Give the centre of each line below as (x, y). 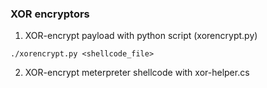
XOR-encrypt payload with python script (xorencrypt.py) (141, 36)
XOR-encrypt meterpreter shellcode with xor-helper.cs (137, 73)
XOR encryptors (50, 14)
